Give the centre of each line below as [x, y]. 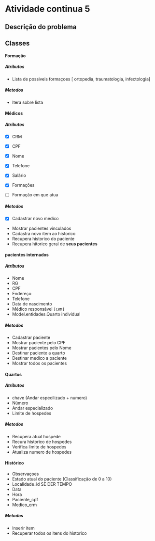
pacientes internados [27, 255]
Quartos [14, 374]
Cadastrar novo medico [35, 219]
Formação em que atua [35, 195]
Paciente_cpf [25, 499]
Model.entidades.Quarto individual [46, 314]
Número [20, 403]
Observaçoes [25, 474]
